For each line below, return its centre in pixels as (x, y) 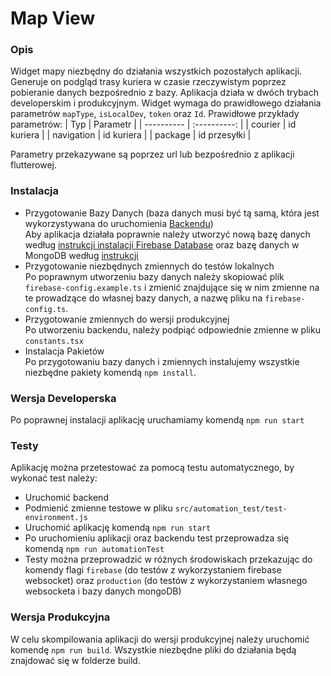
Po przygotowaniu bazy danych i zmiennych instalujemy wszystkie (162, 361)
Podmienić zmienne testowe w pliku (98, 508)
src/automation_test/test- (231, 509)
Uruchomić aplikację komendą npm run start (118, 528)
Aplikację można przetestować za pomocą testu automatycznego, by (152, 468)
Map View (53, 18)
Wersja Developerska (63, 398)
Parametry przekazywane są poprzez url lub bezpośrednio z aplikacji (152, 154)
